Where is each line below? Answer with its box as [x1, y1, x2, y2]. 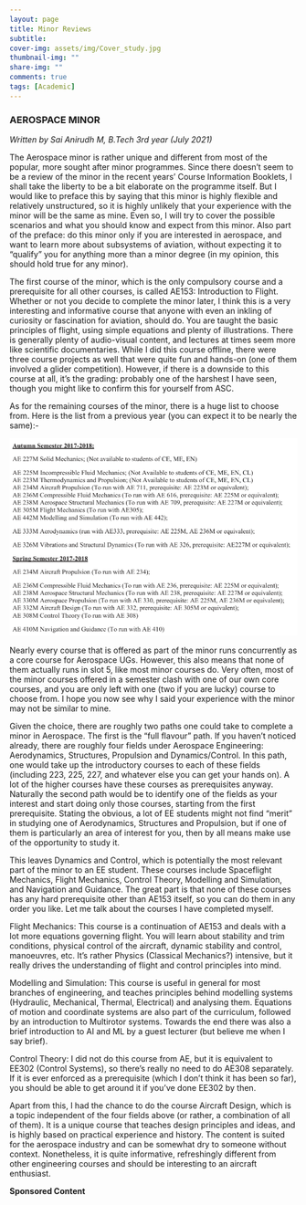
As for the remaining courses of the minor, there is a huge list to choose [9, 401, 280, 412]
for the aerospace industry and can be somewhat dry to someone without [9, 1139, 287, 1150]
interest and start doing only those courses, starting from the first [9, 799, 256, 810]
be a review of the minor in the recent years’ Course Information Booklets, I [9, 172, 292, 183]
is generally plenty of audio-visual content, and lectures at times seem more [9, 334, 296, 346]
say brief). [9, 1036, 48, 1047]
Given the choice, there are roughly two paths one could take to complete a [9, 721, 294, 732]
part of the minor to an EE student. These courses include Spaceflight [9, 864, 272, 875]
